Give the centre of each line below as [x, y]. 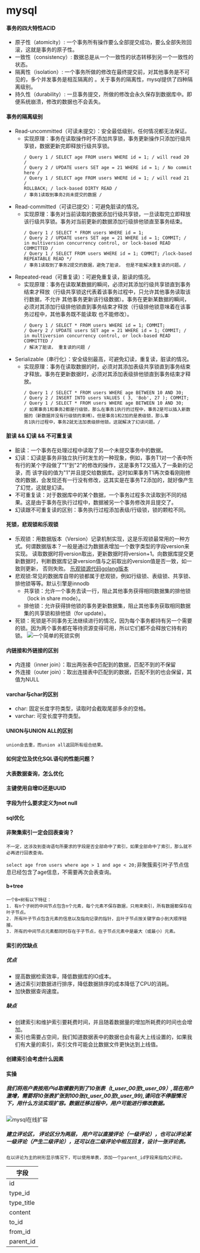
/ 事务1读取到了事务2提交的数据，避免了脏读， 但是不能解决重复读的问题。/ [105, 265]
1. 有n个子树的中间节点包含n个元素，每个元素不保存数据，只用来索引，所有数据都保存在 [99, 906]
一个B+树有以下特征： [29, 899]
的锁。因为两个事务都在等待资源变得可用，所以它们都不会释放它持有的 [101, 628]
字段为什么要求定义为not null [42, 803]
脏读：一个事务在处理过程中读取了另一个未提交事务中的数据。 [90, 450]
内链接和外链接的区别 [32, 650]
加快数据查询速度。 [38, 991]
